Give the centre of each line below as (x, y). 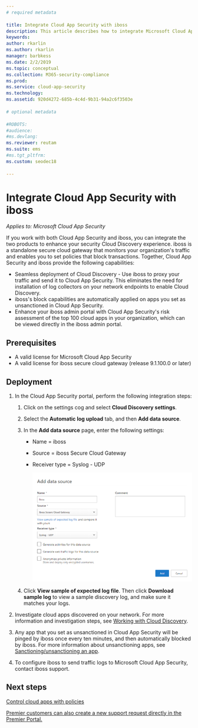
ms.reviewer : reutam (32, 143)
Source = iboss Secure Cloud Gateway (79, 453)
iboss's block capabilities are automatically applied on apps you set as (100, 299)
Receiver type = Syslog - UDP (68, 465)
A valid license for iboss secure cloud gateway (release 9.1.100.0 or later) (103, 363)
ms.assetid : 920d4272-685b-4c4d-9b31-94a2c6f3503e (70, 100)
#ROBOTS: (17, 124)
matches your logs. (47, 603)
